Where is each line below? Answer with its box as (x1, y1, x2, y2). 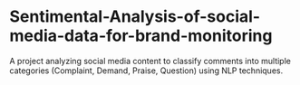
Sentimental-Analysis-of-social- (9, 6, 261, 27)
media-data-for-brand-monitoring (9, 25, 273, 46)
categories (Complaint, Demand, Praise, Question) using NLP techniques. (9, 65, 284, 76)
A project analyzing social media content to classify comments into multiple (9, 55, 292, 66)
